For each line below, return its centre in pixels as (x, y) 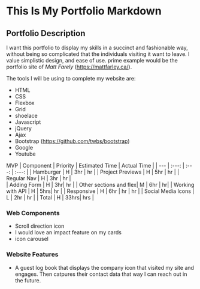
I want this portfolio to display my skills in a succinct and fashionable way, (97, 47)
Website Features (32, 255)
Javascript (28, 122)
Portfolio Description (46, 33)
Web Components (33, 213)
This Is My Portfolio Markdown (84, 11)
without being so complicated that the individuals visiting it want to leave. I (98, 54)
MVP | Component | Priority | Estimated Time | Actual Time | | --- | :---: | (95, 166)
